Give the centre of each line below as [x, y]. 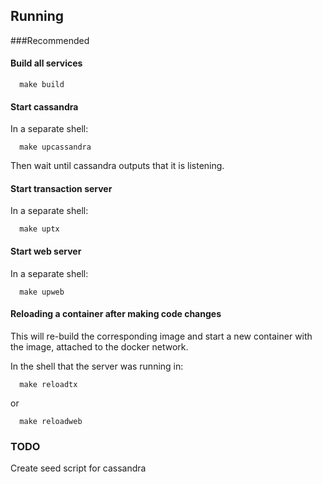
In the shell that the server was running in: [97, 366]
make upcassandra [55, 147]
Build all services [46, 63]
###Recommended [50, 40]
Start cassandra [44, 106]
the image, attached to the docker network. [99, 346]
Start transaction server [61, 188]
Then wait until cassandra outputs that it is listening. [117, 166]
